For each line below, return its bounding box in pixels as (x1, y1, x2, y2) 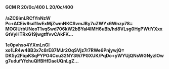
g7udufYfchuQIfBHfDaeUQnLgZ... (5, 58, 79, 64)
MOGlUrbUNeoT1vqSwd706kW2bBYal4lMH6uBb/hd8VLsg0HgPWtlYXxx (5, 26, 163, 32)
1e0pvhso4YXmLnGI (5, 42, 50, 48)
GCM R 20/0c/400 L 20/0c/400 (5, 4, 73, 10)
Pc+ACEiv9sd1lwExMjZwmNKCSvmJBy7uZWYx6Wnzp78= (5, 21, 133, 27)
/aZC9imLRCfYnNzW (5, 15, 51, 21)
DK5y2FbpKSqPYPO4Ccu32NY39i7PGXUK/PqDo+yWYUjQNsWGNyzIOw (5, 53, 164, 59)
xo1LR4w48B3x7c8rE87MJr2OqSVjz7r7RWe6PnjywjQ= (5, 47, 125, 53)
